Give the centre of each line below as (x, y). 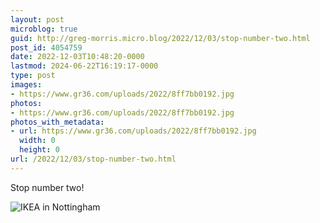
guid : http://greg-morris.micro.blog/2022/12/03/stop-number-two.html (160, 38)
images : (26, 85)
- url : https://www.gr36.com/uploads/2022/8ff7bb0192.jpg (133, 131)
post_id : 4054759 (46, 47)
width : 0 (37, 141)
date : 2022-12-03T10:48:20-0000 (77, 57)
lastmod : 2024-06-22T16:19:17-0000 (84, 66)
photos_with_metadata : (57, 122)
